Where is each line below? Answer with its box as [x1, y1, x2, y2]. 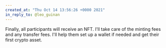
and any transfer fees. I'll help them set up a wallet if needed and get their [5, 31, 159, 37]
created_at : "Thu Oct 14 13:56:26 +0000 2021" [5, 7, 105, 13]
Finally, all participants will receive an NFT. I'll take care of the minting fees [5, 26, 161, 32]
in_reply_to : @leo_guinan [5, 12, 60, 17]
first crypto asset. [5, 36, 42, 43]
